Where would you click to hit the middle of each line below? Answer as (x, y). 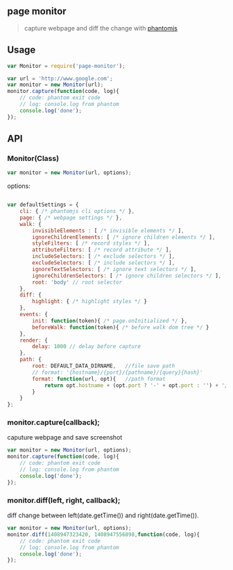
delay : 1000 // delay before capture (86, 347)
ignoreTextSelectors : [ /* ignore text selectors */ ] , (114, 269)
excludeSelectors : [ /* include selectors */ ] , (104, 263)
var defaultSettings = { (43, 205)
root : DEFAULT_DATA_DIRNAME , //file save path (104, 366)
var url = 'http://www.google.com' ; (60, 78)
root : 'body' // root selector (77, 282)
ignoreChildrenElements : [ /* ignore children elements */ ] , (124, 237)
